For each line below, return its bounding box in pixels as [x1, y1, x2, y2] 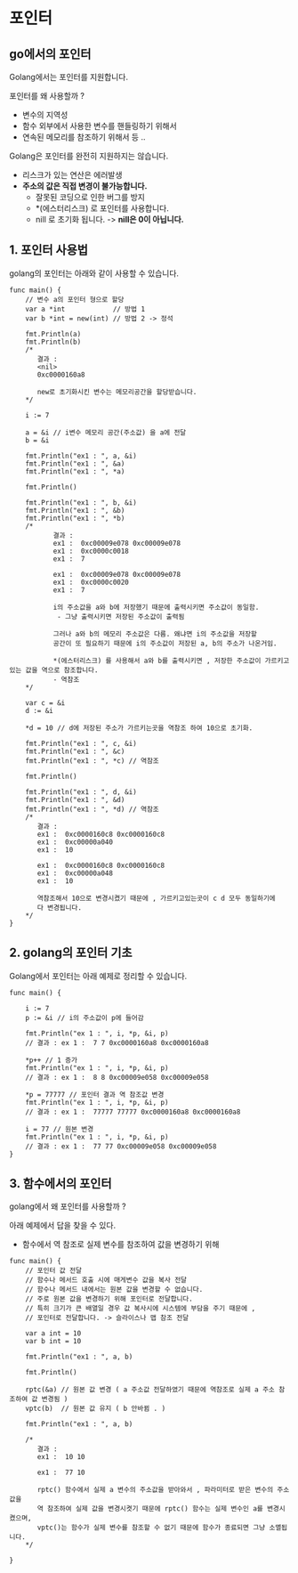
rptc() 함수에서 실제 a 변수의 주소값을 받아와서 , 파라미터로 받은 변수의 [36, 1486, 274, 1495]
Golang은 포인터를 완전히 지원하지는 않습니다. [9, 150, 169, 161]
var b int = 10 [25, 1337, 82, 1346]
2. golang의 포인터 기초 [9, 945, 133, 961]
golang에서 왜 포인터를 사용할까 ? [9, 1201, 126, 1212]
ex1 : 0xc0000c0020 [52, 578, 129, 587]
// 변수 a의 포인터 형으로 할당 [25, 295, 125, 304]
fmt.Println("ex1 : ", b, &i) [25, 498, 138, 507]
